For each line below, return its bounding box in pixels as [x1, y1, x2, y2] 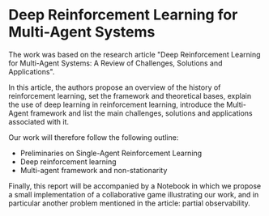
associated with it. [8, 116, 70, 126]
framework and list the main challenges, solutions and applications [30, 108, 253, 118]
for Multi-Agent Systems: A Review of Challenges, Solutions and [8, 58, 223, 68]
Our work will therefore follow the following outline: [8, 132, 179, 142]
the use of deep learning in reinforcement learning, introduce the [8, 100, 225, 109]
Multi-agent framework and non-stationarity [19, 165, 168, 175]
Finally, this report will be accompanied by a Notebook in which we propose [8, 180, 262, 191]
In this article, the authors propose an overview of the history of [8, 83, 221, 92]
